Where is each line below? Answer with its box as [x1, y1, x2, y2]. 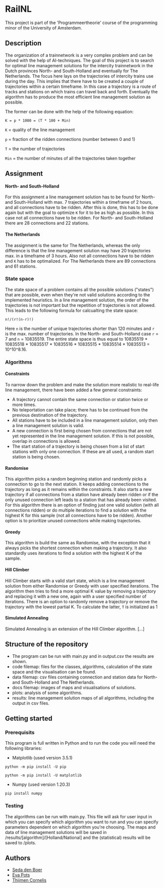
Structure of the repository [5, 640, 89, 648]
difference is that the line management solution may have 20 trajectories [5, 247, 151, 253]
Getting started [5, 714, 53, 723]
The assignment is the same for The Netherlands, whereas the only [5, 242, 141, 248]
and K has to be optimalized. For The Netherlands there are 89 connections [5, 258, 156, 264]
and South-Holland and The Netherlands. [12, 679, 95, 685]
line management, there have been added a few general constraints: [5, 387, 143, 393]
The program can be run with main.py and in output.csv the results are [12, 653, 154, 659]
